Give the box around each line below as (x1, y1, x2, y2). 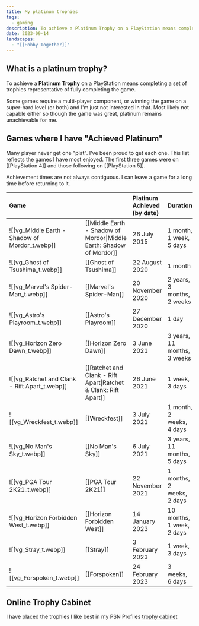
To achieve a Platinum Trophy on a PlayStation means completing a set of (6, 80, 188, 87)
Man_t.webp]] (9, 290, 48, 298)
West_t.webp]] (9, 521, 50, 529)
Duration (167, 201, 192, 210)
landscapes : (6, 36, 36, 42)
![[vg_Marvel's (9, 283, 50, 291)
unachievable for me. (6, 116, 58, 124)
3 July (132, 410, 150, 419)
